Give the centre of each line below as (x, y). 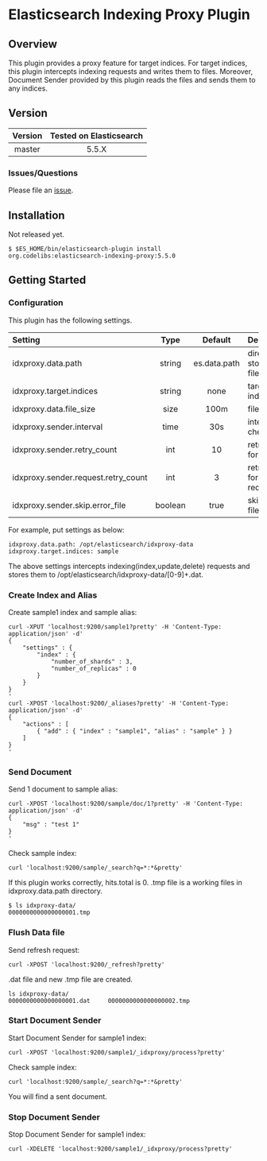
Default (217, 339)
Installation (37, 215)
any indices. (28, 88)
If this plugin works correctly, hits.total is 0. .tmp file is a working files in (125, 883)
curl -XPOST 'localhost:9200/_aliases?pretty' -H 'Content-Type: (118, 703)
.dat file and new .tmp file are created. (71, 979)
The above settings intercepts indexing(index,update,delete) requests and (129, 566)
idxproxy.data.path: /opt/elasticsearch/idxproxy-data (101, 544)
